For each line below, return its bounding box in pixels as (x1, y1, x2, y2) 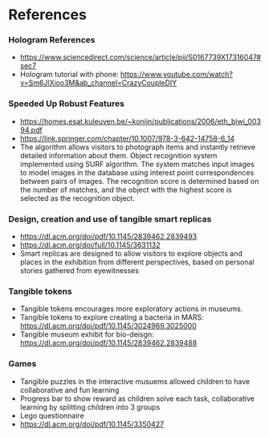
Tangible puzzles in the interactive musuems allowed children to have (19, 376, 251, 386)
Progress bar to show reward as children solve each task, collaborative (19, 394, 255, 403)
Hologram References (8, 35, 96, 46)
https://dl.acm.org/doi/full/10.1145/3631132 (19, 240, 161, 250)
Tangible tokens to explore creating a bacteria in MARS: (19, 312, 205, 322)
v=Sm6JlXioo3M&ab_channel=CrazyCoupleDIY (19, 78, 177, 88)
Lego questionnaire (19, 410, 84, 420)
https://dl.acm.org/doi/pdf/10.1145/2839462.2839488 (19, 338, 198, 348)
